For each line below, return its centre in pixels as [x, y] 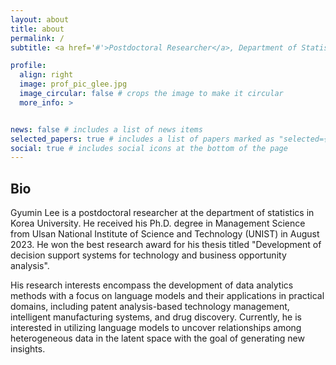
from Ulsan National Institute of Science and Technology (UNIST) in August [165, 234]
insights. [28, 349]
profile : [28, 66]
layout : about [40, 19]
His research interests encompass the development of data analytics [152, 285]
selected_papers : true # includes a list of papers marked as [142, 139]
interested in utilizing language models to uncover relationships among [156, 328]
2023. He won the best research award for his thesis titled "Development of [166, 245]
